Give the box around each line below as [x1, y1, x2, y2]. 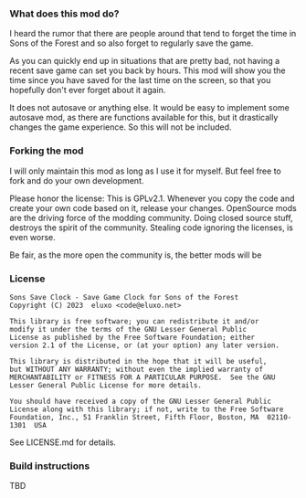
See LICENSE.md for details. [9, 437, 117, 448]
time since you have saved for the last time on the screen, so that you [9, 75, 271, 86]
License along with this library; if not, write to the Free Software [9, 405, 284, 414]
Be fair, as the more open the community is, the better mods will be [9, 249, 262, 260]
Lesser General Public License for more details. [9, 380, 203, 390]
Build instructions [9, 460, 90, 472]
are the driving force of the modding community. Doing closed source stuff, [9, 212, 294, 223]
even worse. [9, 231, 57, 242]
